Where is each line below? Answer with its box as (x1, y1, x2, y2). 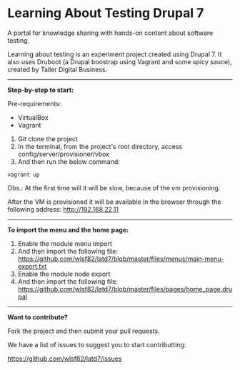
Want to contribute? (7, 312, 68, 322)
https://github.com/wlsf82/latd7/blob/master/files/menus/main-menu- (17, 255, 224, 263)
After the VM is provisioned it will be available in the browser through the (7, 197, 221, 206)
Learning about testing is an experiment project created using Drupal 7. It (7, 50, 222, 58)
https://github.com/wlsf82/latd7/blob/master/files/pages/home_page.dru (17, 284, 233, 293)
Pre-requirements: (7, 99, 61, 108)
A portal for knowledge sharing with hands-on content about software (7, 29, 214, 37)
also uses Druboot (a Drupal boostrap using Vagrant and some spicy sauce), (7, 57, 232, 66)
